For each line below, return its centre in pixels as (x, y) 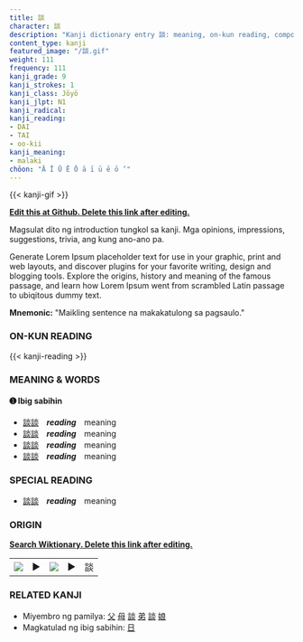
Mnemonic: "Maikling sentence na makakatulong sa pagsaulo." (127, 313)
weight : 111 (32, 60)
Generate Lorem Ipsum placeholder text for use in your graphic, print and (145, 257)
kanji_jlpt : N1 (38, 102)
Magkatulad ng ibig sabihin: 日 (78, 627)
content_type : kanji (48, 43)
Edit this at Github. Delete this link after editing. (100, 212)
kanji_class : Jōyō (44, 93)
